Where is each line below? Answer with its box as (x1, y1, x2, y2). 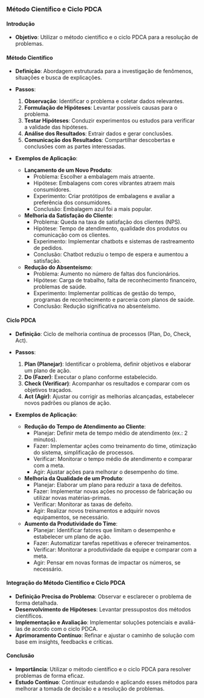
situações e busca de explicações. (15, 74, 102, 81)
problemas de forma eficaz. (15, 672, 85, 679)
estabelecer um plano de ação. (33, 533, 111, 540)
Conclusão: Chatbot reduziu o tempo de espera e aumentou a (33, 251, 189, 258)
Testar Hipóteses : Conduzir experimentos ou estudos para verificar (24, 117, 195, 124)
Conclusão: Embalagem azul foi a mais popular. (33, 205, 152, 213)
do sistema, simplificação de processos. (33, 449, 135, 456)
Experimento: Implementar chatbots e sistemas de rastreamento (33, 238, 195, 245)
